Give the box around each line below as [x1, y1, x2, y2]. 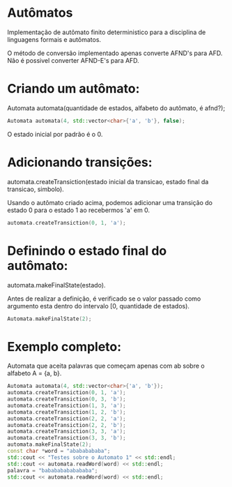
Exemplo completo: [7, 338, 122, 354]
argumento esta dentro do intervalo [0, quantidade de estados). [7, 301, 190, 310]
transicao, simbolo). [7, 185, 64, 193]
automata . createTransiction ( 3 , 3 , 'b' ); [7, 435, 127, 442]
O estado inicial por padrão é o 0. [7, 130, 103, 138]
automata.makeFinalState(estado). [7, 280, 106, 289]
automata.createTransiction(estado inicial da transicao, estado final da [7, 177, 209, 186]
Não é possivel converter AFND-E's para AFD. [7, 56, 139, 64]
